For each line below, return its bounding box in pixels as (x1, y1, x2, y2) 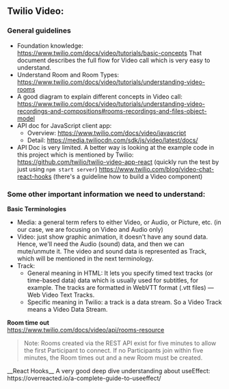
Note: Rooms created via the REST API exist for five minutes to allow (23, 338, 217, 347)
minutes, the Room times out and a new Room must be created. (23, 353, 203, 362)
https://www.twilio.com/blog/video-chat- (98, 165, 214, 173)
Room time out (7, 318, 50, 327)
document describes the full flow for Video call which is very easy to (16, 56, 211, 64)
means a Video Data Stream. (27, 305, 108, 313)
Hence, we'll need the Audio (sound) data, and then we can (16, 239, 185, 248)
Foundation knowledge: (16, 41, 83, 50)
